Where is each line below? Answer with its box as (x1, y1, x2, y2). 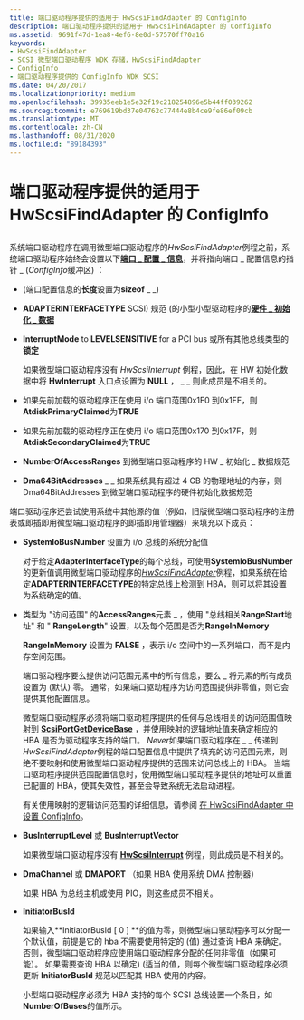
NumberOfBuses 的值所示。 (22, 1001, 128, 1012)
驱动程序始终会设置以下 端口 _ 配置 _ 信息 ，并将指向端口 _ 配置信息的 (33, 253, 287, 264)
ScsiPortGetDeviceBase (40, 724, 133, 734)
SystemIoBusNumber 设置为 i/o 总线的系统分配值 (22, 537, 209, 548)
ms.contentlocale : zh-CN (9, 123, 103, 132)
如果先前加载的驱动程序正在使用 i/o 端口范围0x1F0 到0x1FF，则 (22, 395, 258, 406)
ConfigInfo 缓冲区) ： (28, 265, 105, 276)
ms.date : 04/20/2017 (9, 81, 88, 90)
